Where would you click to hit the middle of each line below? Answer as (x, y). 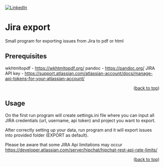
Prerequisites (26, 56)
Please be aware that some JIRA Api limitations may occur (64, 144)
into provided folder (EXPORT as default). (47, 135)
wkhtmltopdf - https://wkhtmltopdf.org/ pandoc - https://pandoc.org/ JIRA (80, 68)
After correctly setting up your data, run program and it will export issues (79, 130)
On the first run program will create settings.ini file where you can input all (80, 115)
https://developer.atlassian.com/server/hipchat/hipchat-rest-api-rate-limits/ (81, 150)
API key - (14, 73)
